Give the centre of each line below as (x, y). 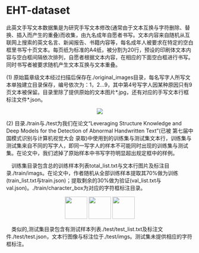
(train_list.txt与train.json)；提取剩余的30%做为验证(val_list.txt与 (84, 180)
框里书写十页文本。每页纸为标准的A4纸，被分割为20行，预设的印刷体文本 (96, 50)
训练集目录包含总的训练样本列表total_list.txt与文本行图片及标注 (88, 165)
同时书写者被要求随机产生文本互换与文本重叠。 (63, 64)
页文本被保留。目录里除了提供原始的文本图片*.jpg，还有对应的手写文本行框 (97, 92)
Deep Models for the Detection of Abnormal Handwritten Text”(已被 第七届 (97, 131)
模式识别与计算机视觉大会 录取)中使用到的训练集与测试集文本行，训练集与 (101, 138)
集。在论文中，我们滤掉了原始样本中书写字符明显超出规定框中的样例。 (92, 153)
